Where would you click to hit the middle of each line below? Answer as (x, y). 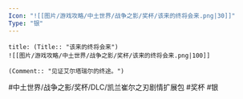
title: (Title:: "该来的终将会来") (63, 47)
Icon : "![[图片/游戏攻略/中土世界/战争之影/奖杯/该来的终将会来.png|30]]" (122, 16)
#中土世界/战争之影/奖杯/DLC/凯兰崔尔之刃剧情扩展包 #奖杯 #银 (113, 87)
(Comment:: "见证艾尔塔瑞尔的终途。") (67, 71)
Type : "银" (26, 23)
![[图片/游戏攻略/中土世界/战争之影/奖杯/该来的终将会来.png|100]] (109, 56)
